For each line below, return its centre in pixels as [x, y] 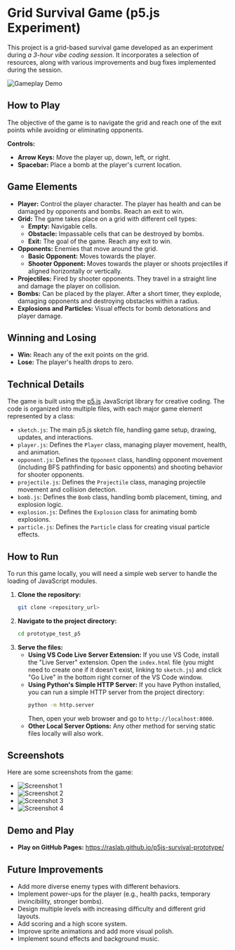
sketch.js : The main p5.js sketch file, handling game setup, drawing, [117, 430]
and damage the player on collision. [69, 285]
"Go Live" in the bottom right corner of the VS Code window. [115, 677]
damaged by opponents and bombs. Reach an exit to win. [101, 211]
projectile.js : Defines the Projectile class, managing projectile [112, 482]
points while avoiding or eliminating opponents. [75, 130]
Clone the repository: [49, 595]
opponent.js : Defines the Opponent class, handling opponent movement [120, 460]
